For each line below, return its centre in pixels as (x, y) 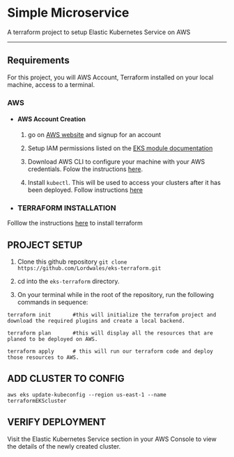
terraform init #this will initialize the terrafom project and (112, 314)
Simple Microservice (68, 13)
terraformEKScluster (37, 401)
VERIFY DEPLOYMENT (57, 422)
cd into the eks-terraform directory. (68, 281)
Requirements (38, 61)
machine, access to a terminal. (51, 84)
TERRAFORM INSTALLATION (67, 208)
